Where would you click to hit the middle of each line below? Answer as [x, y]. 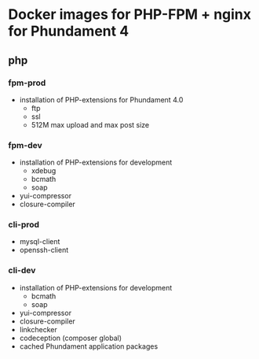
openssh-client [44, 250]
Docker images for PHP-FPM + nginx [130, 15]
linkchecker [38, 329]
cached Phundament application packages [89, 346]
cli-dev [22, 271]
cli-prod [24, 224]
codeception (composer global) [71, 338]
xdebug [44, 171]
